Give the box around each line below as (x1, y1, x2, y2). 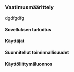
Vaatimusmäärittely (5, 4, 54, 11)
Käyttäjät (5, 38, 25, 44)
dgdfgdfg (5, 15, 25, 21)
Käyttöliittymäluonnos (5, 61, 53, 67)
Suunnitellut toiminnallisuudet (5, 49, 69, 56)
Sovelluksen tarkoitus (5, 26, 51, 32)
